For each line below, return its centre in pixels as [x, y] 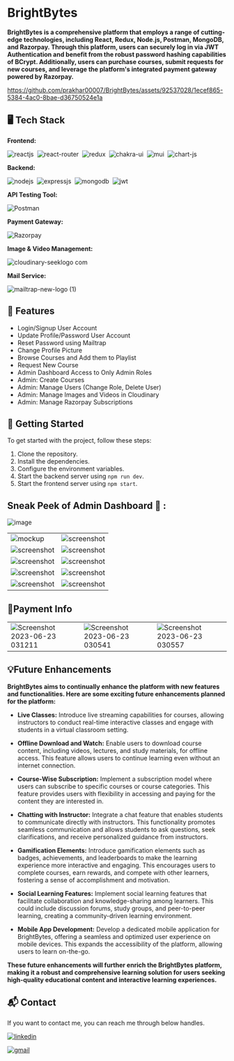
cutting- [213, 32]
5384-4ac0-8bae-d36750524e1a [55, 97]
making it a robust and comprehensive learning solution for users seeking [116, 972]
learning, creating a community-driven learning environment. [104, 915]
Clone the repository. [47, 454]
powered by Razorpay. [41, 76]
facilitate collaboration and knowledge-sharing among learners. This [115, 901]
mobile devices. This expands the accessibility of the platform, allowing [120, 944]
